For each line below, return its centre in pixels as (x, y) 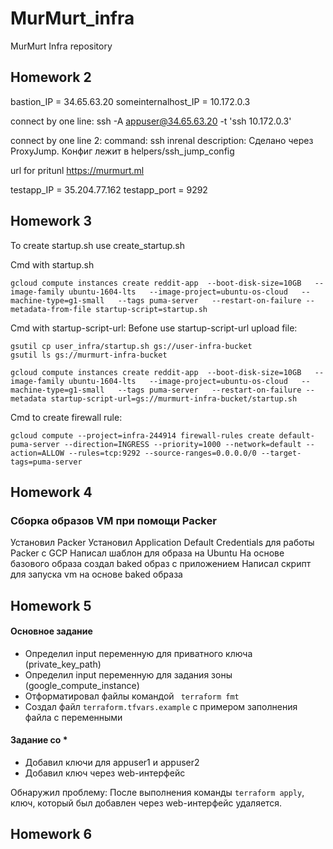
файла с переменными (73, 717)
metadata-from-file (51, 309)
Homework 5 (51, 605)
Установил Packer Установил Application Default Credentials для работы (162, 543)
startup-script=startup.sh (151, 309)
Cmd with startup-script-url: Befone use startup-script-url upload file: (154, 328)
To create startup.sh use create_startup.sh (97, 245)
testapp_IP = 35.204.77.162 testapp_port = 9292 (109, 189)
